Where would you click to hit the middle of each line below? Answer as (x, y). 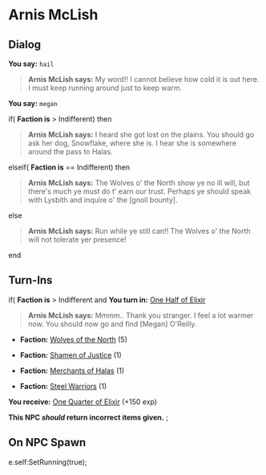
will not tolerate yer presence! (77, 240)
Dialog (25, 45)
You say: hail (31, 63)
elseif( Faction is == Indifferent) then (69, 167)
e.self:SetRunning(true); (48, 462)
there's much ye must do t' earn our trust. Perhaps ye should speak (139, 191)
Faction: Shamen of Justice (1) (71, 354)
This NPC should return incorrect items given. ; (88, 417)
